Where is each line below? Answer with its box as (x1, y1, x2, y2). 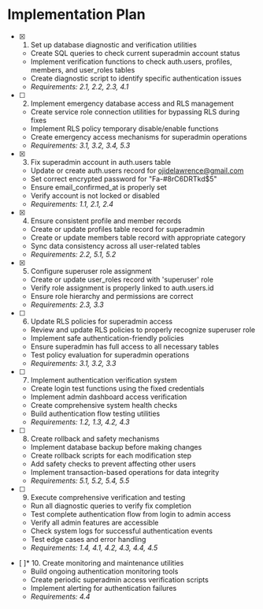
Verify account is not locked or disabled (30, 191, 161, 200)
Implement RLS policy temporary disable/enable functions (30, 124, 219, 133)
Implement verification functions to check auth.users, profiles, (30, 57, 233, 66)
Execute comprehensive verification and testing (30, 492, 186, 502)
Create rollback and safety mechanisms (30, 434, 160, 443)
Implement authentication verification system (30, 375, 178, 384)
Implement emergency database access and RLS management (30, 99, 234, 108)
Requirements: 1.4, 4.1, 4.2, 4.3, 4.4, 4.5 (30, 543, 158, 552)
